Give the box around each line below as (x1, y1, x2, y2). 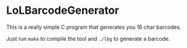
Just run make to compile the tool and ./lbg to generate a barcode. (6, 35, 170, 42)
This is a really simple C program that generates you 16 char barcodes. (6, 23, 182, 31)
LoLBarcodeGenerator (6, 4, 119, 17)
